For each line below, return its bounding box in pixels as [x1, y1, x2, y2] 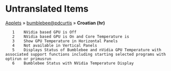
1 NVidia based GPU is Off [12, 29, 77, 34]
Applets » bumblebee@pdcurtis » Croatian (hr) [5, 20, 105, 26]
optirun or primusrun [5, 56, 52, 61]
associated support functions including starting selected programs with [5, 52, 166, 57]
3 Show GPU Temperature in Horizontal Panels [12, 39, 118, 44]
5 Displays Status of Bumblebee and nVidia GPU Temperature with [12, 47, 161, 52]
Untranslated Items [5, 3, 89, 15]
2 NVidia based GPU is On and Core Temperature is [12, 34, 130, 39]
